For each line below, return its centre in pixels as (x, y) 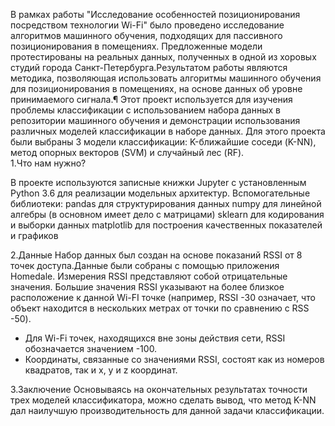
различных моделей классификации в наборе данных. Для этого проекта (168, 131)
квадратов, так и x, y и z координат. (101, 370)
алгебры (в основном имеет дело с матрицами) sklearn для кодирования (167, 214)
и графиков (34, 235)
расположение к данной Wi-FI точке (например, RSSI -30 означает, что (163, 297)
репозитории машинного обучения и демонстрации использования (155, 120)
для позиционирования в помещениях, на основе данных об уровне (156, 88)
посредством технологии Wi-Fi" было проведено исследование (147, 25)
